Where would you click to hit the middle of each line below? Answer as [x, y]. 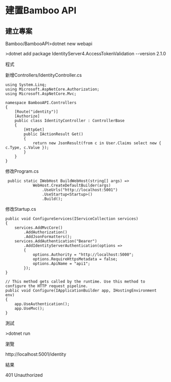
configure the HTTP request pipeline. [47, 286]
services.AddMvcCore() [39, 228]
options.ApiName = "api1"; [61, 264]
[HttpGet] [34, 130]
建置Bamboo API [41, 11]
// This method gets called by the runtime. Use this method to [75, 282]
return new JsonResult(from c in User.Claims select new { [97, 143]
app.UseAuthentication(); [42, 304]
